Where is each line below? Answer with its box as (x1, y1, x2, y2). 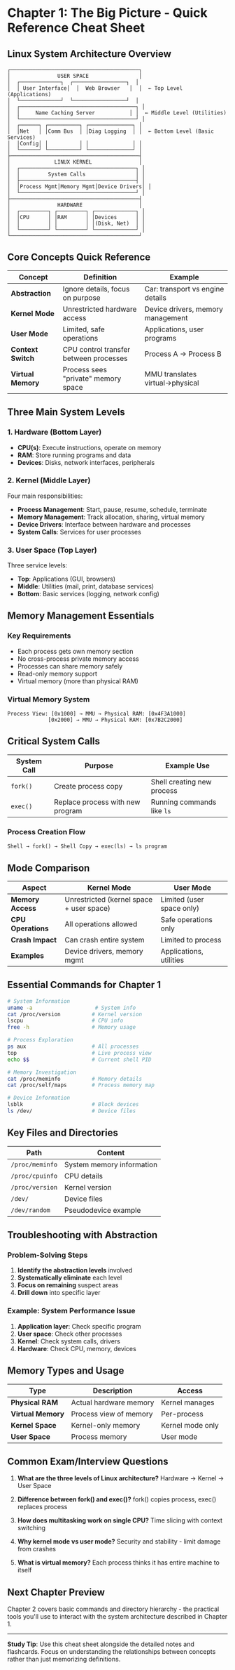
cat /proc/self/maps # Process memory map (7, 1081, 155, 1089)
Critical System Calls (7, 735, 100, 747)
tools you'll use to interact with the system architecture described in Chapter (7, 1612, 228, 1621)
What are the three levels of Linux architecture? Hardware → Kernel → (17, 1474, 225, 1482)
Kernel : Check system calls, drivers (17, 1336, 120, 1346)
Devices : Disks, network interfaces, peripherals (17, 458, 155, 466)
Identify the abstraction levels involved (17, 1266, 133, 1275)
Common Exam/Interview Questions (7, 1455, 169, 1467)
